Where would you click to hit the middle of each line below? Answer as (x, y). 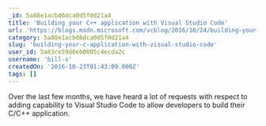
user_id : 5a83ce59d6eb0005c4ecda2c (67, 52)
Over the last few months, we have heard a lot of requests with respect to (128, 96)
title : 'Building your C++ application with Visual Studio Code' (118, 23)
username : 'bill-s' (40, 60)
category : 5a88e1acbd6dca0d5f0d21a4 (68, 37)
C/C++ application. (39, 113)
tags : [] (23, 74)
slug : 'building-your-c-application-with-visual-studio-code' (113, 45)
